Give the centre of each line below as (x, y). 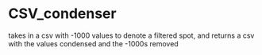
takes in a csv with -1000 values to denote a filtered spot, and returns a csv (131, 35)
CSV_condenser (62, 14)
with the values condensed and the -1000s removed (93, 43)
